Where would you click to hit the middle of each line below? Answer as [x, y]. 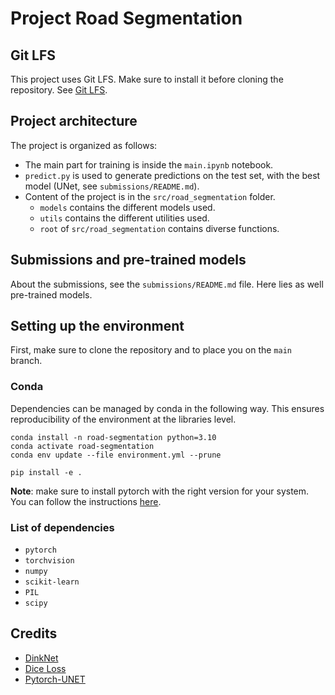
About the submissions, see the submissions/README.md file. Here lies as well [167, 284]
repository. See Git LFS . [59, 90]
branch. [26, 361]
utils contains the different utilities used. [124, 218]
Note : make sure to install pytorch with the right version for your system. [160, 491]
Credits [34, 633]
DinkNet [41, 658]
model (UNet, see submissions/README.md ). [112, 186]
